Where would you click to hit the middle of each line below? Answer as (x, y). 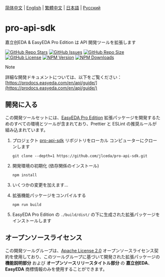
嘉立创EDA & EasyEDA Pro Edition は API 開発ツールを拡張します (71, 42)
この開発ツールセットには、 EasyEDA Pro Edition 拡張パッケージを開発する (81, 118)
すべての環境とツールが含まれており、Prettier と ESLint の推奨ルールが (85, 123)
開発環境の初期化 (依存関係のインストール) (56, 165)
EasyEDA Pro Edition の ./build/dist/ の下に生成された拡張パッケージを (86, 214)
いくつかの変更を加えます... (40, 185)
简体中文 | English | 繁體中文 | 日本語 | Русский (53, 8)
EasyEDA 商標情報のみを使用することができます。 (56, 269)
